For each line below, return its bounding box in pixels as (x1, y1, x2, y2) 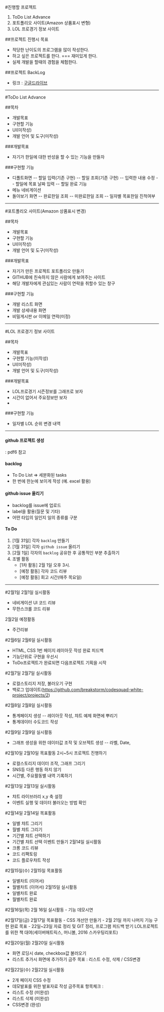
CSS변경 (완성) (12, 1001, 41, 1008)
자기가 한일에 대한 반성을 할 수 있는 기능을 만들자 (12, 154, 105, 160)
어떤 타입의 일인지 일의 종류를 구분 (12, 514, 78, 520)
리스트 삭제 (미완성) (12, 995, 50, 1001)
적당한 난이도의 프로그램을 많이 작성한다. (12, 47, 89, 52)
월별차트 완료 (12, 896, 38, 902)
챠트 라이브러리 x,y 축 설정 (12, 793, 62, 799)
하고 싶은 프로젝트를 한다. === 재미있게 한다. (12, 53, 98, 59)
